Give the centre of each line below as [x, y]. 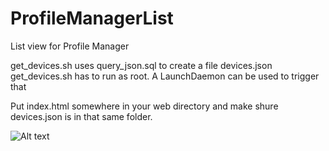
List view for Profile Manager [70, 46]
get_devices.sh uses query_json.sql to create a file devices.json [141, 65]
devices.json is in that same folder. [81, 116]
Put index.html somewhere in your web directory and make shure [144, 106]
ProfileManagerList [92, 18]
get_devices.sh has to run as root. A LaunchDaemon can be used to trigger [165, 76]
